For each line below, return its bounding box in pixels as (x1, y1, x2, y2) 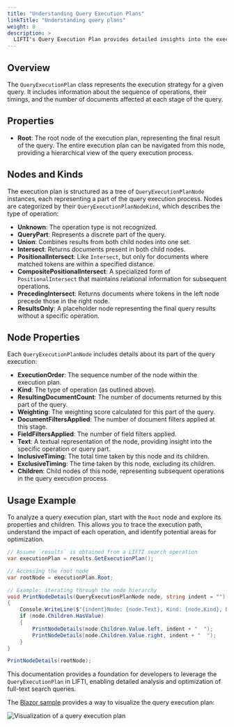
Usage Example (7, 495, 77, 506)
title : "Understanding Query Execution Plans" (7, 10, 145, 17)
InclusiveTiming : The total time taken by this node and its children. (17, 452, 210, 461)
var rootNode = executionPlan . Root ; (7, 574, 114, 581)
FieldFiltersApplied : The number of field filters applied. (17, 430, 177, 438)
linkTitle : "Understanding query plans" (7, 17, 127, 24)
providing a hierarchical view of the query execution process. (17, 148, 194, 157)
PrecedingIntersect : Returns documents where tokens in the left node (17, 289, 219, 298)
